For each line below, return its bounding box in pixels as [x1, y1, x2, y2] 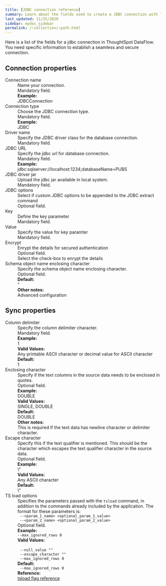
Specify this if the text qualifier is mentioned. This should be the [17, 440, 148, 446]
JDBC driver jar [5, 171, 37, 177]
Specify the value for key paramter [17, 229, 88, 235]
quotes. [17, 377, 33, 383]
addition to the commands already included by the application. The [17, 503, 154, 509]
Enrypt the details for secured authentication [17, 245, 109, 251]
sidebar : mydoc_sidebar [5, 21, 54, 26]
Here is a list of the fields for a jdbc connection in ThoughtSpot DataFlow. [5, 39, 154, 45]
